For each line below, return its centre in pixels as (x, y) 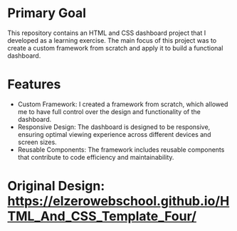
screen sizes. (37, 142)
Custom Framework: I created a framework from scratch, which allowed (123, 104)
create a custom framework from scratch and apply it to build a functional (115, 48)
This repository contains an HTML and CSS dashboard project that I (107, 33)
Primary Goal (47, 13)
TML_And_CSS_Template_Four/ (102, 216)
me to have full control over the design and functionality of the (109, 111)
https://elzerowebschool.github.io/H (118, 201)
